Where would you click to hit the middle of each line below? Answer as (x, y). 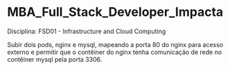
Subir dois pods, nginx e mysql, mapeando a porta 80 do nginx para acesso (115, 44)
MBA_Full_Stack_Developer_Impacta (115, 12)
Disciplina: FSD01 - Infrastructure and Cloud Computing (87, 31)
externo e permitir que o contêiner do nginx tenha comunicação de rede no (115, 52)
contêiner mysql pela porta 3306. (55, 59)
